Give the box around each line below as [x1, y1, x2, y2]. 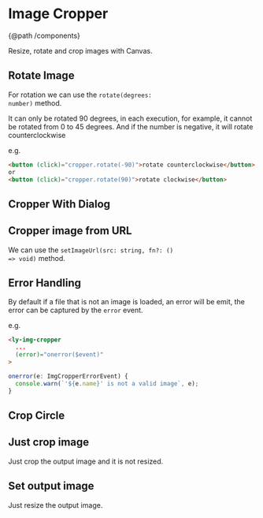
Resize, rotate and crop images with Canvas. [8, 46, 153, 55]
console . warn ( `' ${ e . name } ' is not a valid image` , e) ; [15, 379, 199, 387]
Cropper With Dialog [8, 197, 111, 211]
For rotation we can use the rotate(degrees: [8, 90, 152, 99]
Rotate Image [8, 69, 75, 83]
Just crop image [8, 435, 90, 449]
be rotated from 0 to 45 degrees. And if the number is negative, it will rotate [8, 121, 254, 131]
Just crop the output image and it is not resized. [8, 457, 164, 466]
